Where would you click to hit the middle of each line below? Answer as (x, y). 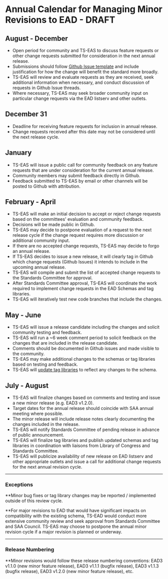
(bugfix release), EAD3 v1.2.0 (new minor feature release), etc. (69, 571)
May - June (23, 315)
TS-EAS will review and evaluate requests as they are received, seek (83, 77)
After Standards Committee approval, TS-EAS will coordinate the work (85, 283)
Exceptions (19, 484)
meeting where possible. (38, 414)
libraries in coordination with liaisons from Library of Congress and (81, 446)
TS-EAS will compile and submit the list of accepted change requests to (86, 272)
